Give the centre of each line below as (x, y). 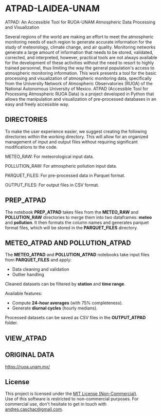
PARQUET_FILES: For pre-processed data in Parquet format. (65, 175)
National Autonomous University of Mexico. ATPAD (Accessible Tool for (77, 88)
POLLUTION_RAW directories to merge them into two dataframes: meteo (79, 217)
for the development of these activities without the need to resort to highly (80, 63)
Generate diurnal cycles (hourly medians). (55, 308)
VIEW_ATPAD (26, 338)
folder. (11, 323)
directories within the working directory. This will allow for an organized (77, 136)
